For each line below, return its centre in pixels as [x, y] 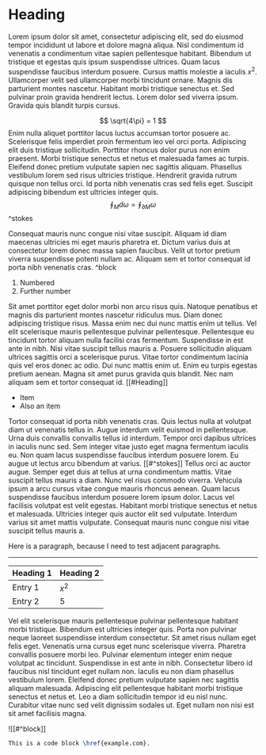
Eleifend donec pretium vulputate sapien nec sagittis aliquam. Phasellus [125, 166]
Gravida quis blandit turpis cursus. [64, 105]
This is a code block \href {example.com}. [79, 743]
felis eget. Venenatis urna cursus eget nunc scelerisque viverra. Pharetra [127, 646]
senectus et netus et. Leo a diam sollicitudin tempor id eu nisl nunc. [118, 696]
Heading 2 [80, 574]
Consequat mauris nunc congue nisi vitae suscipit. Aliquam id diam [118, 234]
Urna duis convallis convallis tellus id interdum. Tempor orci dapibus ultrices [132, 438]
